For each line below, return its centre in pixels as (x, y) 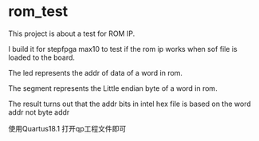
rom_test (38, 12)
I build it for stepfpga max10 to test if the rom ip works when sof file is (123, 49)
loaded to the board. (42, 57)
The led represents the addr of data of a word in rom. (96, 72)
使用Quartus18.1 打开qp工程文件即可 (67, 128)
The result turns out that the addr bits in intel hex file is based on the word (129, 104)
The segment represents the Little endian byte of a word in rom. (113, 88)
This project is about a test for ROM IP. (72, 33)
